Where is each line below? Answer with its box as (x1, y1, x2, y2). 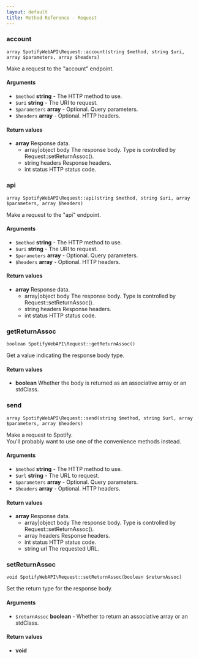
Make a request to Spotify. (6, 431, 73, 439)
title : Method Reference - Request (6, 15, 97, 21)
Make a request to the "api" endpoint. (6, 211, 101, 218)
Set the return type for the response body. (6, 585, 113, 592)
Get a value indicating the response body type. (6, 352, 124, 359)
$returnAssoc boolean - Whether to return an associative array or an (15, 612, 188, 620)
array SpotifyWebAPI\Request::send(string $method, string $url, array (6, 415, 193, 421)
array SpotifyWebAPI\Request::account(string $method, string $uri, (6, 48, 185, 55)
